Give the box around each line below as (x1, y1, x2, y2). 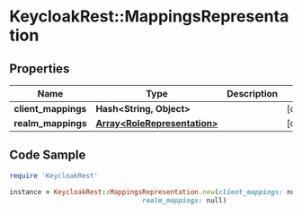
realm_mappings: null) (142, 195, 227, 205)
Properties (9, 61, 70, 76)
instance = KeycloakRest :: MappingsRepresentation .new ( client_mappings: (9, 187, 283, 196)
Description (226, 88, 279, 99)
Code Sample (9, 148, 86, 163)
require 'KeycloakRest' (9, 171, 99, 180)
